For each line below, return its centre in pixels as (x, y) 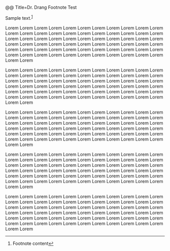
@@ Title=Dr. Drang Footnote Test (41, 7)
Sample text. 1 (19, 17)
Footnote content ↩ (33, 243)
